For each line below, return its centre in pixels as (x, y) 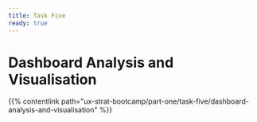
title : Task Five (37, 16)
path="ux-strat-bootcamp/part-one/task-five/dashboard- (155, 101)
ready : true (28, 23)
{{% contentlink (34, 101)
